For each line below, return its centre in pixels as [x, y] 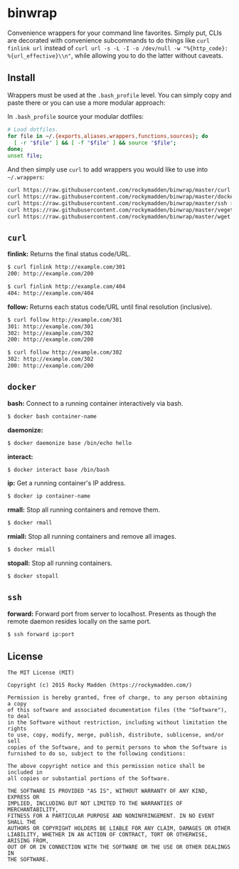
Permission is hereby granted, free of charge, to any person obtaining [117, 698]
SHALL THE [22, 822]
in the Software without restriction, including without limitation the [117, 723]
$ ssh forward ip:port [41, 634]
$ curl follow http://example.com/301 [65, 320]
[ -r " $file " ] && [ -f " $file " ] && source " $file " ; [95, 143]
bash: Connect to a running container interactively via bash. [95, 403]
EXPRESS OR [23, 797]
